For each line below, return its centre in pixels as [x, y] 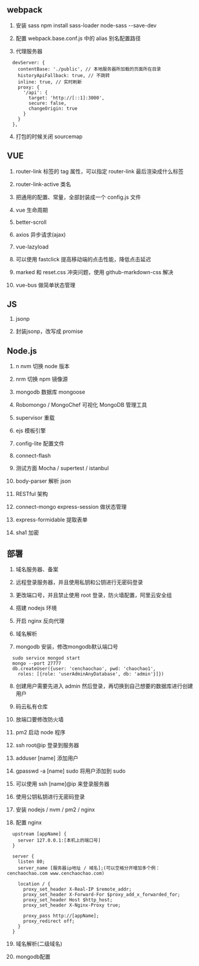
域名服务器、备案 [37, 569]
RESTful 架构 [31, 494]
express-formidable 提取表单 [52, 520]
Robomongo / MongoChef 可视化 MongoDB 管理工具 [81, 405]
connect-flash [33, 456]
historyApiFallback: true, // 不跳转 [64, 75]
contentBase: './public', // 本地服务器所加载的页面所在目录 [90, 69]
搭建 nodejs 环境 [36, 608]
